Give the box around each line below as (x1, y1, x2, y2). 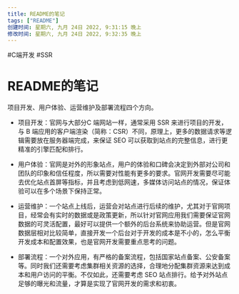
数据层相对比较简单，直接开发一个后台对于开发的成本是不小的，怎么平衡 (17, 229, 230, 237)
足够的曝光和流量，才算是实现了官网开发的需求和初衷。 (17, 279, 180, 288)
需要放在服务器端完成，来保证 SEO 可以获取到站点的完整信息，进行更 (24, 136, 228, 145)
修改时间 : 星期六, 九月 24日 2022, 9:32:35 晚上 (7, 30, 142, 38)
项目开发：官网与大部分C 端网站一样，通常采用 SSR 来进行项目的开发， (17, 118, 228, 127)
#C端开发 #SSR (7, 51, 53, 59)
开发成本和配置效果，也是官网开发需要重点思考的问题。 (17, 238, 180, 246)
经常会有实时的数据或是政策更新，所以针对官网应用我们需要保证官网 (30, 211, 230, 219)
